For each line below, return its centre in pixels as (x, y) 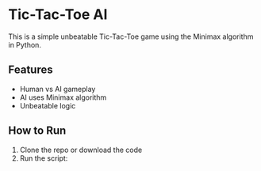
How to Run (37, 131)
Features (31, 70)
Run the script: (44, 158)
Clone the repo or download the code (81, 150)
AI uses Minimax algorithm (63, 97)
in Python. (25, 44)
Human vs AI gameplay (58, 89)
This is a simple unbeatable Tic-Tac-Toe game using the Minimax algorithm (131, 36)
